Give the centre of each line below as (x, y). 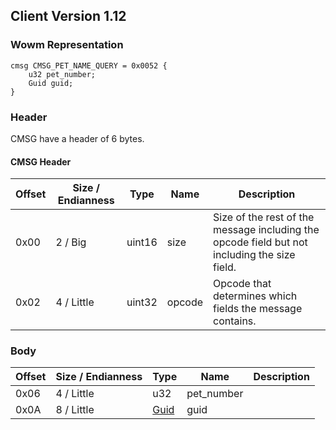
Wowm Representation (67, 45)
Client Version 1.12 (68, 16)
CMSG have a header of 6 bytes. (77, 138)
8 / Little (75, 410)
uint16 (142, 242)
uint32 (142, 302)
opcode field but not (260, 242)
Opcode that (242, 284)
